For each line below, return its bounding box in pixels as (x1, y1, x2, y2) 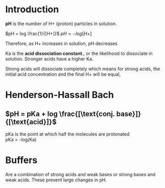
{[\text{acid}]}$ (5, 117, 57, 126)
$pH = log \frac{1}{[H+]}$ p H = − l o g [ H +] (5, 30, 92, 36)
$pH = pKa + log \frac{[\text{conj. (5, 109, 115, 118)
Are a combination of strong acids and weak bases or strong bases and (5, 171, 156, 177)
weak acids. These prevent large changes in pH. (5, 177, 107, 183)
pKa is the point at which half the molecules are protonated (5, 131, 130, 137)
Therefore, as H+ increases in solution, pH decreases (5, 40, 117, 47)
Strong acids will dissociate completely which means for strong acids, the (5, 66, 160, 72)
